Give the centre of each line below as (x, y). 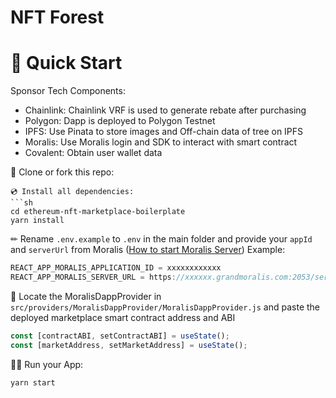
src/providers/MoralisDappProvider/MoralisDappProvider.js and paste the (165, 307)
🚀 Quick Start (66, 63)
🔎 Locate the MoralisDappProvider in (86, 296)
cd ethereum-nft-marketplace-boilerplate (98, 212)
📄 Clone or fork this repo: (62, 172)
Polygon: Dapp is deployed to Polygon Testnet (120, 121)
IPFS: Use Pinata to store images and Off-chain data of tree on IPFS (164, 132)
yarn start (33, 382)
